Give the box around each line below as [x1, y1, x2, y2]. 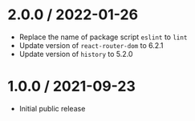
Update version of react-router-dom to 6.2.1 [18, 40, 164, 50]
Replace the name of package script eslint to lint [18, 32, 188, 42]
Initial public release [18, 103, 86, 113]
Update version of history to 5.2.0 [18, 49, 133, 58]
